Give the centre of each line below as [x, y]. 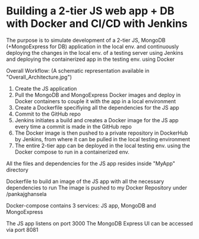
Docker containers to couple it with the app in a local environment [95, 101]
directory [17, 170]
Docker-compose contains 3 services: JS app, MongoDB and [81, 205]
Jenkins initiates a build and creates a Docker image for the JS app [97, 120]
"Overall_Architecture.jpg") [39, 77]
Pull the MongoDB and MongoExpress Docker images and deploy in [98, 95]
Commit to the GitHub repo [48, 114]
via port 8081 [22, 229]
